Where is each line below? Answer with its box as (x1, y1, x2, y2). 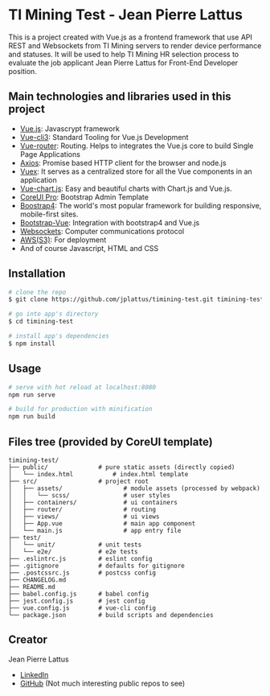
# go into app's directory (8, 310, 99, 319)
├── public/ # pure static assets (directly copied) (8, 463, 235, 472)
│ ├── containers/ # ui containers (8, 498, 178, 506)
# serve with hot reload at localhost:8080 (8, 383, 157, 391)
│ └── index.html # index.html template (8, 470, 189, 478)
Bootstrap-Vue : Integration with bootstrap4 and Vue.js (19, 217, 200, 227)
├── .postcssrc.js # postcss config (8, 569, 157, 577)
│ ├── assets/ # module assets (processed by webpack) (8, 484, 261, 492)
